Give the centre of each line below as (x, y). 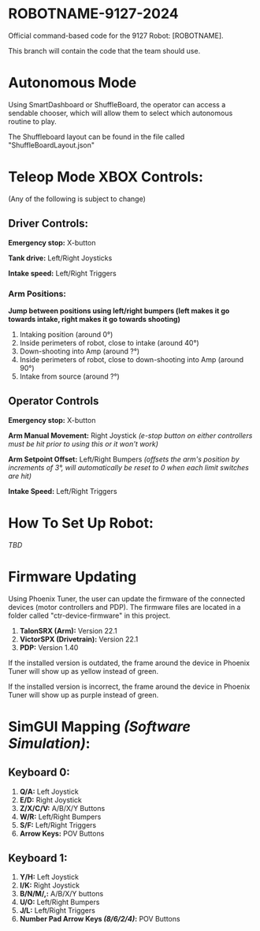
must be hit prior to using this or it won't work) (84, 443)
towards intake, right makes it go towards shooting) (95, 319)
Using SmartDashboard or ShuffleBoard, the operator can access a (117, 104)
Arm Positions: (37, 294)
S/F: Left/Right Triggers (58, 824)
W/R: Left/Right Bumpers (60, 817)
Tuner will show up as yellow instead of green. (84, 671)
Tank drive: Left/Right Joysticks (60, 258)
